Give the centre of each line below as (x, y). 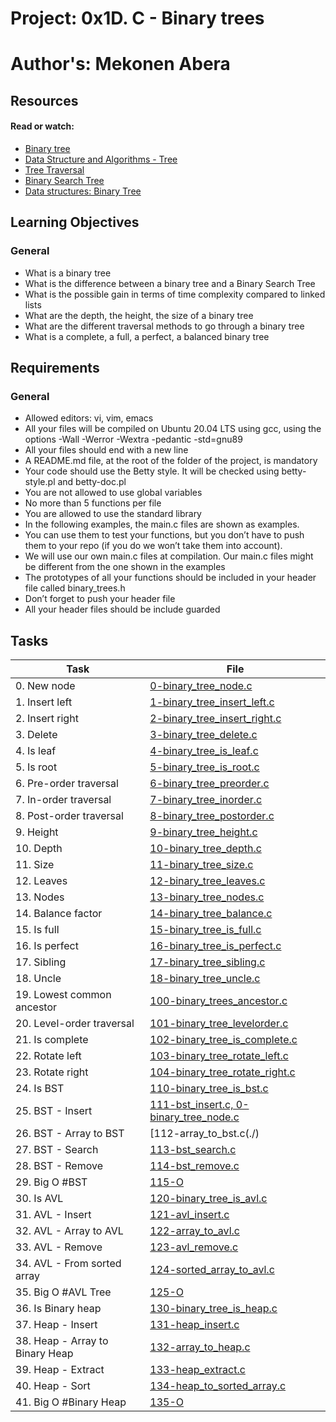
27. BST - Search (57, 1150)
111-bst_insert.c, (191, 1105)
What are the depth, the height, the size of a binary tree (139, 315)
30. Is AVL (39, 1199)
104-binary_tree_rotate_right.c (222, 1072)
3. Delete (36, 735)
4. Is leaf (36, 751)
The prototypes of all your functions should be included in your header (170, 578)
